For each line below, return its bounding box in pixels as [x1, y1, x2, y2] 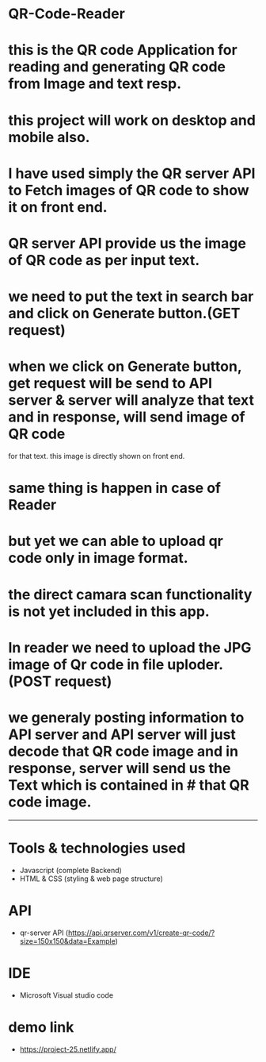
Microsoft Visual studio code [19, 990, 113, 1000]
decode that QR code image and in [8, 743, 239, 760]
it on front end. [8, 198, 108, 216]
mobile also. [8, 128, 90, 146]
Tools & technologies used [8, 839, 186, 857]
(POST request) [8, 672, 112, 691]
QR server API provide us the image [8, 234, 247, 252]
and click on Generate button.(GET [8, 305, 241, 322]
